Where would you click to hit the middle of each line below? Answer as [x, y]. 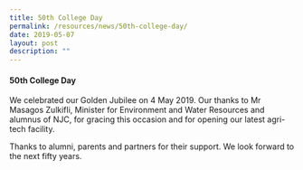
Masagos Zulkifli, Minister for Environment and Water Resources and [137, 110]
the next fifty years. [46, 156]
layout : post [34, 43]
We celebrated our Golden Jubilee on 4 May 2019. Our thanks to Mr [135, 100]
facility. [41, 129]
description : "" [40, 52]
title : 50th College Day [56, 18]
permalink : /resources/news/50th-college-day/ [99, 26]
